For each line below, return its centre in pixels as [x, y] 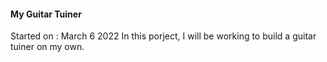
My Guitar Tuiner [46, 14]
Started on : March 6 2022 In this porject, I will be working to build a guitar [163, 36]
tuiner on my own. [47, 47]
